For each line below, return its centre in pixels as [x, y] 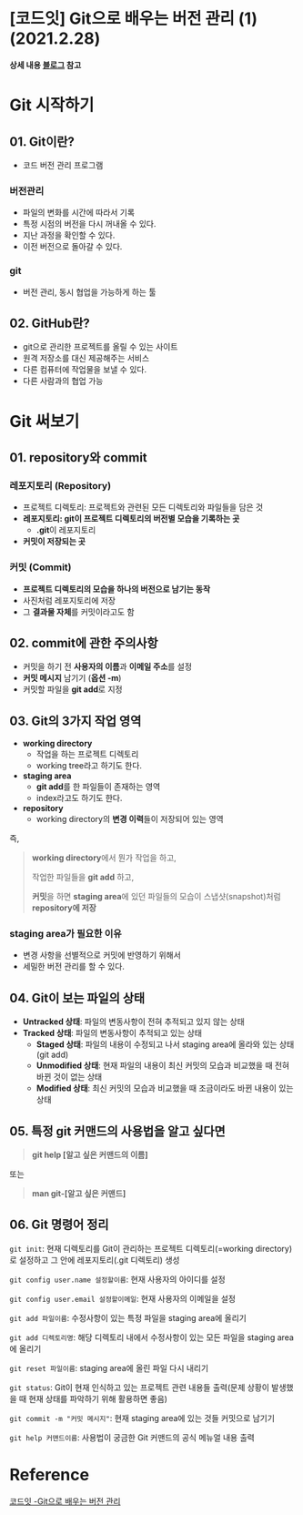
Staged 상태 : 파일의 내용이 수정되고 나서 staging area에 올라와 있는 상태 [165, 1044]
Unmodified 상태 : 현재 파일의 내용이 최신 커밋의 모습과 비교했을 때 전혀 [162, 1065]
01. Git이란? [42, 142]
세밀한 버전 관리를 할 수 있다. [74, 967]
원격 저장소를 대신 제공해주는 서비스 [86, 358]
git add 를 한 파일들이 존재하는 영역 [98, 787]
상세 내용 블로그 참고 [45, 65]
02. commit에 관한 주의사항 [84, 643]
